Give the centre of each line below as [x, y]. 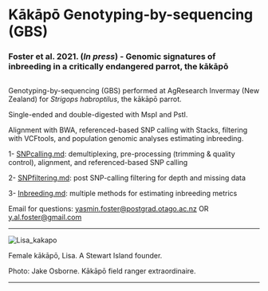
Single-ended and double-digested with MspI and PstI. [98, 114]
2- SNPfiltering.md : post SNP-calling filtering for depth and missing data [127, 178]
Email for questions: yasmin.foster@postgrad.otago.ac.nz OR [108, 208]
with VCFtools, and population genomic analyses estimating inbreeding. [126, 138]
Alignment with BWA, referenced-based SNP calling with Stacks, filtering [128, 130]
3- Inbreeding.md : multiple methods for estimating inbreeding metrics [123, 193]
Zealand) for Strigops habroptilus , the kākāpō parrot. [95, 99]
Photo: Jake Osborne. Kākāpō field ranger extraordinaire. [102, 271]
